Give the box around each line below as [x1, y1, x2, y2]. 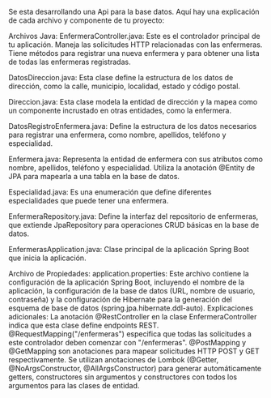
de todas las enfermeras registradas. [8, 57, 131, 66]
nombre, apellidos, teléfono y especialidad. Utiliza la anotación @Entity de [8, 163, 256, 173]
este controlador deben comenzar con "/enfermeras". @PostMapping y [8, 338, 247, 347]
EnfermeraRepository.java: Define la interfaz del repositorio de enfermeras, [8, 212, 259, 221]
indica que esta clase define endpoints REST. [8, 320, 159, 330]
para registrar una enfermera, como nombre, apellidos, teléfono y [8, 130, 227, 139]
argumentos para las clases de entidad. [8, 381, 140, 390]
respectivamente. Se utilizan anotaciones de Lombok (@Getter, [8, 355, 219, 364]
